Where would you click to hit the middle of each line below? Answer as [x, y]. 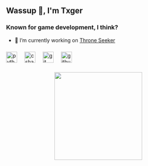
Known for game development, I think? [62, 27]
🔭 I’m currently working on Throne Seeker [65, 40]
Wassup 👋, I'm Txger [44, 11]
